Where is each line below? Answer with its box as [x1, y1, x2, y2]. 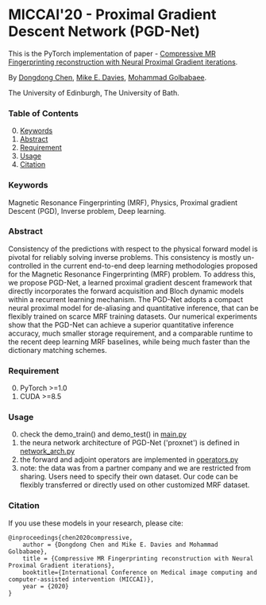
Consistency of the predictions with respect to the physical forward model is [8, 244, 258, 254]
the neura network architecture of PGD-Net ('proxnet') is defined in [19, 438, 240, 448]
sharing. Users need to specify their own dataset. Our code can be [19, 471, 238, 482]
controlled [8, 261, 42, 270]
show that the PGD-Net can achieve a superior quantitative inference [8, 320, 234, 329]
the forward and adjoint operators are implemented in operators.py [19, 455, 239, 464]
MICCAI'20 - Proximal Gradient [8, 6, 217, 24]
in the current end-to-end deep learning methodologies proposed [43, 261, 258, 270]
